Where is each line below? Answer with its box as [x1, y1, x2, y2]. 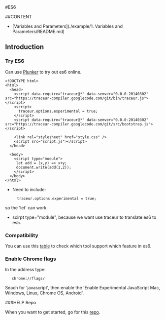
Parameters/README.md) [12, 29, 65, 34]
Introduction [5, 43, 44, 51]
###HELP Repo [5, 300, 36, 306]
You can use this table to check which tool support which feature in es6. [5, 243, 152, 249]
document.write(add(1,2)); [16, 165, 71, 170]
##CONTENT [5, 14, 32, 19]
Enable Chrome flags [5, 255, 57, 262]
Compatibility [5, 232, 38, 239]
